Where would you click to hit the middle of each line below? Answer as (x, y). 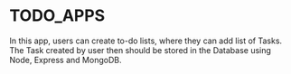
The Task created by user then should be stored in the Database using (140, 50)
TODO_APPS (57, 16)
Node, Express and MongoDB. (66, 60)
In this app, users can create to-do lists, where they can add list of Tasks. (146, 41)
